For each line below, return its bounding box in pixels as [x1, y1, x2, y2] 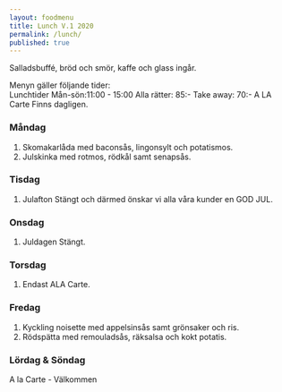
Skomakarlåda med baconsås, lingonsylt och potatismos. [21, 141, 234, 152]
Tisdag [9, 174, 40, 186]
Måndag [9, 122, 47, 134]
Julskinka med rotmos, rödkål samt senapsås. [21, 151, 192, 162]
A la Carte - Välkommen [9, 374, 98, 385]
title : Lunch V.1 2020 [9, 21, 94, 30]
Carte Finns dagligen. [9, 99, 89, 110]
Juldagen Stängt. [21, 236, 86, 247]
